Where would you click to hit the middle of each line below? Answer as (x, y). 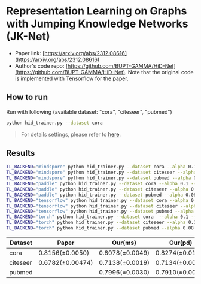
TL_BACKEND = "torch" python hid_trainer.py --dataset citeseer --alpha (96, 223)
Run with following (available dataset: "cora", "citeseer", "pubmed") (89, 111)
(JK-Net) (28, 37)
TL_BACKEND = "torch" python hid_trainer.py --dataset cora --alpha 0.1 (97, 217)
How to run (27, 97)
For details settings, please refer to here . (71, 134)
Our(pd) (181, 243)
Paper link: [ (30, 53)
